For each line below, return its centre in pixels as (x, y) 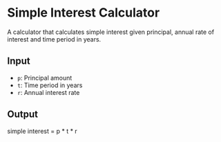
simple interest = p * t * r (42, 131)
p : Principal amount (45, 78)
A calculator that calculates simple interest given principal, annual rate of (111, 32)
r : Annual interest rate (48, 92)
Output (22, 115)
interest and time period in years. (54, 39)
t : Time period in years (50, 85)
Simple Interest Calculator (84, 13)
